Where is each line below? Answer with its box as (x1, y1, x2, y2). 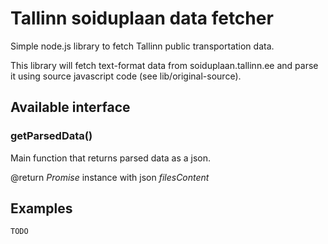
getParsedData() (10, 129, 93, 143)
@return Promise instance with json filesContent (10, 171, 210, 183)
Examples (10, 200, 73, 217)
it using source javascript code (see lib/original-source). (10, 70, 242, 82)
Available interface (10, 99, 131, 116)
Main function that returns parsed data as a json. (10, 152, 212, 164)
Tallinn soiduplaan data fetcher (10, 7, 274, 30)
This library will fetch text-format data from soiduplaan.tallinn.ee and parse (10, 59, 319, 71)
